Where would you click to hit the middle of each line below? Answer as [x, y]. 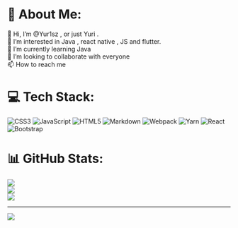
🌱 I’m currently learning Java [49, 49]
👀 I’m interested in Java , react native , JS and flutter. [84, 41]
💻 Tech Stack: [51, 97]
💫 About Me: [45, 14]
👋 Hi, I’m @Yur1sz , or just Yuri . [53, 34]
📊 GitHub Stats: [56, 159]
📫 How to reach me [36, 64]
